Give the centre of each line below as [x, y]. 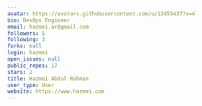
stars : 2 [20, 72]
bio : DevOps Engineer [39, 20]
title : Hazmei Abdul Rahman [48, 78]
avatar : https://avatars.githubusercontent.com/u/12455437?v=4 [101, 14]
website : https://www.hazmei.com [56, 91]
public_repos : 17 [33, 66]
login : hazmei [28, 53]
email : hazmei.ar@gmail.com [48, 26]
